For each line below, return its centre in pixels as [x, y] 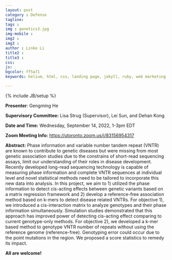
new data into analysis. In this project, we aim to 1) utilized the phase [78, 183]
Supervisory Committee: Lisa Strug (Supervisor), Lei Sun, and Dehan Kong [85, 115]
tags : [12, 24]
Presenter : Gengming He [32, 105]
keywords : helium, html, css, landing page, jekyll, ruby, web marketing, [87, 77]
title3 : [15, 58]
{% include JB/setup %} [31, 96]
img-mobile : [19, 34]
